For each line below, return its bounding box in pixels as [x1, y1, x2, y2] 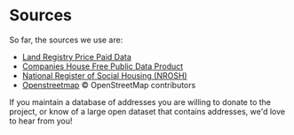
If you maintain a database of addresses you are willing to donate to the [9, 96, 272, 107]
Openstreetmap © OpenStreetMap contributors [21, 79, 196, 90]
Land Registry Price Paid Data [21, 51, 131, 62]
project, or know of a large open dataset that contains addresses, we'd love [9, 106, 286, 116]
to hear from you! [9, 116, 73, 126]
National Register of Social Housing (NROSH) [21, 70, 188, 80]
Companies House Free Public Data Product [21, 61, 184, 71]
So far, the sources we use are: [9, 34, 123, 45]
